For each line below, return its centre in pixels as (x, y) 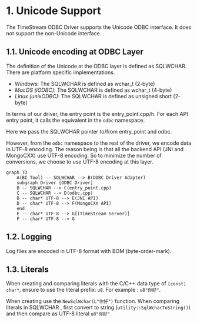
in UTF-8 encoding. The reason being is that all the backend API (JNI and (95, 149)
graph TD (17, 172)
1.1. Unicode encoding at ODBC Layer (75, 52)
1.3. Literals (27, 269)
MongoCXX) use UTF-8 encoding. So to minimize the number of (84, 155)
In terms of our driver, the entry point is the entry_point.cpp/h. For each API (97, 114)
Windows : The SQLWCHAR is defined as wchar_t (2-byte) (85, 84)
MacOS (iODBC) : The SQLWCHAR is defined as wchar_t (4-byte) (93, 90)
